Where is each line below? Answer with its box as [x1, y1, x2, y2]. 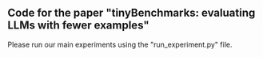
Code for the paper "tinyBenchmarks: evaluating [7, 6, 256, 20]
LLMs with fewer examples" [7, 19, 149, 32]
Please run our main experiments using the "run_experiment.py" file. [7, 40, 233, 49]
